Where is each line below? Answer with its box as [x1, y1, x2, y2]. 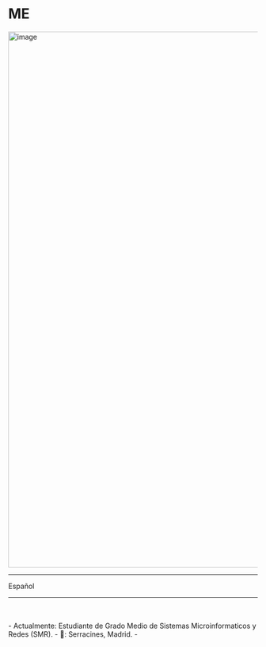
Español [8, 581, 35, 591]
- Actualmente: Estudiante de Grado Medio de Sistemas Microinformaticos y [8, 621, 256, 630]
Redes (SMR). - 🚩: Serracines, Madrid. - [8, 629, 139, 639]
